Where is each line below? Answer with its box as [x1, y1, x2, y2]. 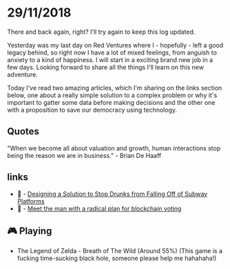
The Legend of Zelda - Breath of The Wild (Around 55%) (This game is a [17, 247, 222, 255]
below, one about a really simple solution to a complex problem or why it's [7, 91, 218, 99]
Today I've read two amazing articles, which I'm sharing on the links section [7, 83, 222, 92]
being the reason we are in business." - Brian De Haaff [7, 151, 162, 159]
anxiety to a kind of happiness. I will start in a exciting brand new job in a [7, 55, 213, 63]
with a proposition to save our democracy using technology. [7, 106, 178, 114]
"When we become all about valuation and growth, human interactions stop [7, 143, 221, 152]
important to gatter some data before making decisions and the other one [7, 98, 216, 106]
